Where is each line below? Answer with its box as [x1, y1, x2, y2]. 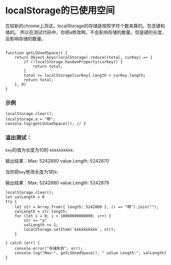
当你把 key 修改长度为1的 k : [5, 168, 59, 175]
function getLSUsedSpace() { [5, 50, 68, 56]
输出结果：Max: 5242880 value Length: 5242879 [5, 180, 109, 186]
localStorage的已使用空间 [5, 5, 115, 16]
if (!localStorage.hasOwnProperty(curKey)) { [24, 59, 123, 64]
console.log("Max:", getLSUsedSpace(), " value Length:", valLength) [14, 250, 167, 255]
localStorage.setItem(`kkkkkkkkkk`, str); [24, 227, 116, 232]
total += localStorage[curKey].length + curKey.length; [24, 73, 146, 78]
